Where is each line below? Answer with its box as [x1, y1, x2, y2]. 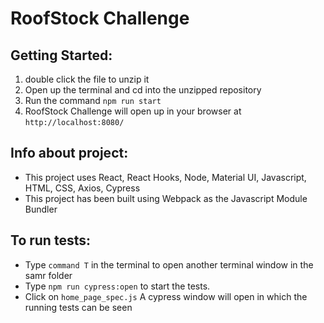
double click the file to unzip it [24, 73, 150, 85]
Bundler [24, 203, 58, 215]
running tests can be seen [24, 301, 133, 313]
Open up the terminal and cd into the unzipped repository [24, 84, 262, 96]
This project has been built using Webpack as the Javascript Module [24, 192, 308, 204]
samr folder [24, 269, 73, 281]
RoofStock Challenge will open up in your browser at [24, 105, 242, 117]
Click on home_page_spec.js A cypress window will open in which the [24, 290, 308, 302]
